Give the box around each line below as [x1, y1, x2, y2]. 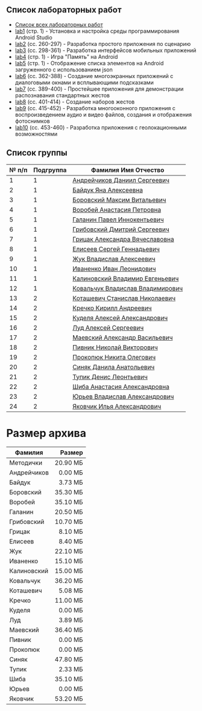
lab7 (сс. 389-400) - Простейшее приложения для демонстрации [14, 85, 184, 93]
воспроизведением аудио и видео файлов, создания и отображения [14, 111, 192, 118]
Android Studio [14, 33, 52, 41]
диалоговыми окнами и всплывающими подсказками [14, 79, 154, 86]
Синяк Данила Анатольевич [72, 362, 155, 371]
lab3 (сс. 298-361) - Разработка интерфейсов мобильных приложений [14, 47, 197, 54]
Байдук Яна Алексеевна [72, 186, 144, 194]
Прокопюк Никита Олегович [72, 353, 156, 361]
